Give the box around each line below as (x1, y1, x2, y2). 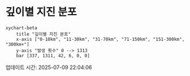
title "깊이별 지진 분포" (16, 31, 71, 37)
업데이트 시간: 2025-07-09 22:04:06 (5, 64, 92, 71)
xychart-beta (5, 25, 38, 31)
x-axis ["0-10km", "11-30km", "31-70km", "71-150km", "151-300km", (16, 36, 185, 42)
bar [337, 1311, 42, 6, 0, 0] (16, 53, 91, 58)
